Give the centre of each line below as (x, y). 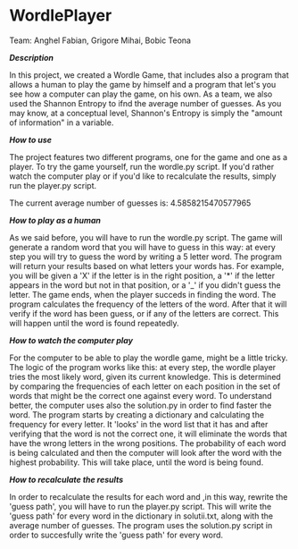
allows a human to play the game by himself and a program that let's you (143, 84)
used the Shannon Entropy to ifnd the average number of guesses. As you (145, 103)
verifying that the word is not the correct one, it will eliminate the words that (148, 434)
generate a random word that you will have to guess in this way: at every (143, 247)
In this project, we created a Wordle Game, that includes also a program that (149, 75)
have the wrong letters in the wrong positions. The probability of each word (148, 443)
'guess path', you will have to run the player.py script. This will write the (141, 506)
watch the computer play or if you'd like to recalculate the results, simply (143, 176)
